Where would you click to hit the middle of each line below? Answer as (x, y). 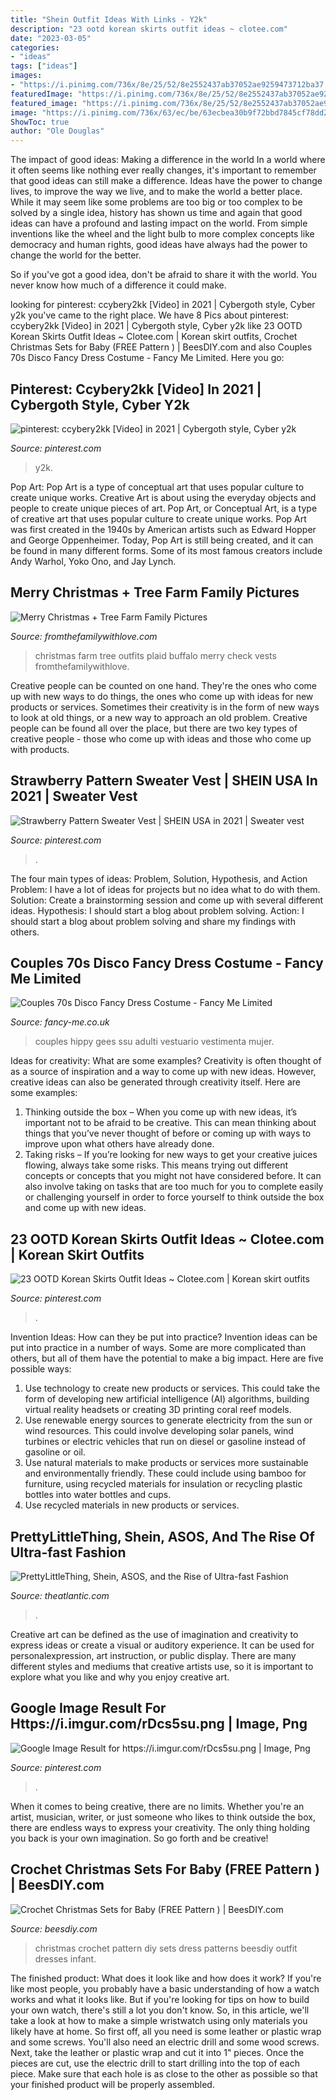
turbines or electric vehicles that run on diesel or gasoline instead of (165, 1442)
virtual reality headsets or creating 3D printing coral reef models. (158, 1410)
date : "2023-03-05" (51, 38)
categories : (35, 47)
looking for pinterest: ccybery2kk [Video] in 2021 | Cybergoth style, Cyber (163, 305)
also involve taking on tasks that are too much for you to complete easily (174, 1187)
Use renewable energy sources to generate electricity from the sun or (168, 1420)
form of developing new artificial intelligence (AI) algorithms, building (167, 1399)
